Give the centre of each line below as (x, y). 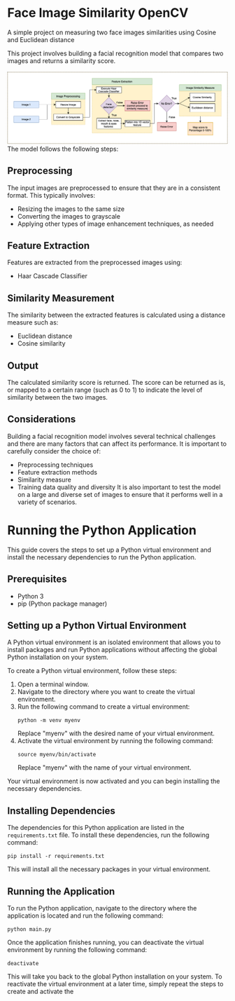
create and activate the (41, 992)
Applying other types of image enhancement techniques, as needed (115, 224)
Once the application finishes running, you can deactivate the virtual (106, 942)
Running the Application (61, 891)
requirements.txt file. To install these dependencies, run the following (108, 835)
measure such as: (33, 322)
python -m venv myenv (49, 721)
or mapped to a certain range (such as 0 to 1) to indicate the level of (105, 390)
